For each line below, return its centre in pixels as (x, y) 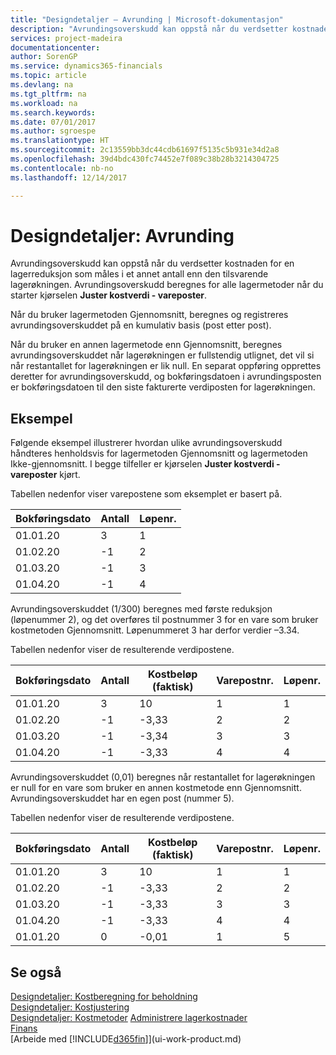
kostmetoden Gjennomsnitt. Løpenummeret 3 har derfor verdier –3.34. (155, 630)
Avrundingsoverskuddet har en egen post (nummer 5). (122, 798)
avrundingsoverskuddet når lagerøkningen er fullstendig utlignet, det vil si (162, 355)
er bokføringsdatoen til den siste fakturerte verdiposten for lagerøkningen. (163, 387)
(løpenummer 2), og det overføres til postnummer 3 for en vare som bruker (164, 620)
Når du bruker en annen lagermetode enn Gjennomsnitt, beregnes (146, 345)
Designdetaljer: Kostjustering (70, 1007)
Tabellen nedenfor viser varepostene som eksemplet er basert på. (146, 494)
